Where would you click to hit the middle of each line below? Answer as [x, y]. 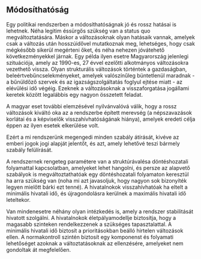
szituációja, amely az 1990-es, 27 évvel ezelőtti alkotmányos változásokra [97, 62]
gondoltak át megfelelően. [39, 249]
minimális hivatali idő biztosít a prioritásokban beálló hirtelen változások [95, 230]
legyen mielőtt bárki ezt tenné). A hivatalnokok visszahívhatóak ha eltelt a [97, 187]
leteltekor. [19, 200]
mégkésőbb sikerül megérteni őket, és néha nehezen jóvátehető [85, 50]
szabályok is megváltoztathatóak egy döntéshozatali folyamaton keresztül [97, 174]
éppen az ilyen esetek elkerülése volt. [53, 125]
